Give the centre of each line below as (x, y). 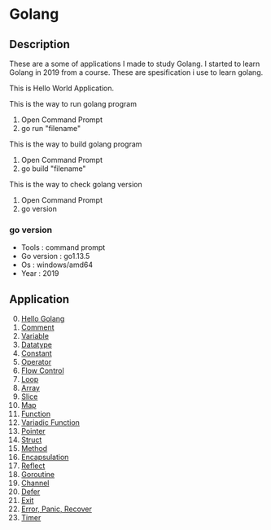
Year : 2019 (40, 274)
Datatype (36, 345)
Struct (31, 440)
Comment (37, 327)
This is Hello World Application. (62, 88)
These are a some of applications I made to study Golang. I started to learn (135, 64)
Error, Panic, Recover (57, 509)
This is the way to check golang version (76, 184)
